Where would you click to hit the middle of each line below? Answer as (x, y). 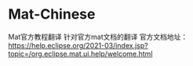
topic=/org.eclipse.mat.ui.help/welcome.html (80, 54)
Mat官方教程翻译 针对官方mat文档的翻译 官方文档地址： (98, 36)
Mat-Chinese (52, 14)
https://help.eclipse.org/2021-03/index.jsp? (78, 45)
